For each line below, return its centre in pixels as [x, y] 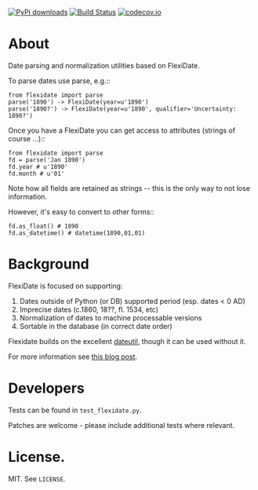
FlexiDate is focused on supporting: [65, 286]
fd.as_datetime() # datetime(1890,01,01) [77, 233]
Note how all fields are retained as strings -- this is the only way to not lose [129, 188]
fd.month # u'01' [36, 174]
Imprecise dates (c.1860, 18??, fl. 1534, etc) [89, 309]
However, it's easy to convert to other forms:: [81, 211]
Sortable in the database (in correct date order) [96, 326]
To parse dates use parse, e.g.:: [59, 80]
